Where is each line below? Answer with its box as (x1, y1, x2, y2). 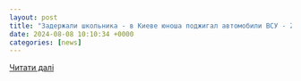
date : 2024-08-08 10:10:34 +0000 (9, 29, 134, 38)
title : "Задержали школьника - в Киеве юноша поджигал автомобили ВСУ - (9, 21, 287, 30)
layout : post (9, 12, 58, 22)
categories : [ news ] (9, 37, 82, 47)
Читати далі (9, 62, 55, 73)
